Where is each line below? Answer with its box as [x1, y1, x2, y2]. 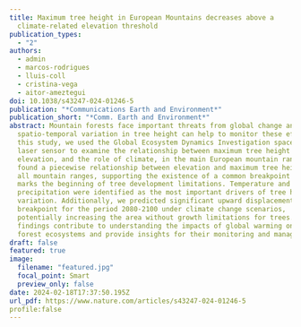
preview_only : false [17, 280, 94, 288]
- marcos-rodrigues [17, 64, 90, 73]
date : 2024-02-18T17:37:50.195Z [9, 288, 130, 297]
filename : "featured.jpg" [17, 263, 115, 272]
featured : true [9, 246, 66, 255]
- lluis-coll [17, 72, 66, 81]
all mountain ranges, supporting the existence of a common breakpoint [17, 171, 291, 180]
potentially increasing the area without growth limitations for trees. [17, 212, 295, 222]
